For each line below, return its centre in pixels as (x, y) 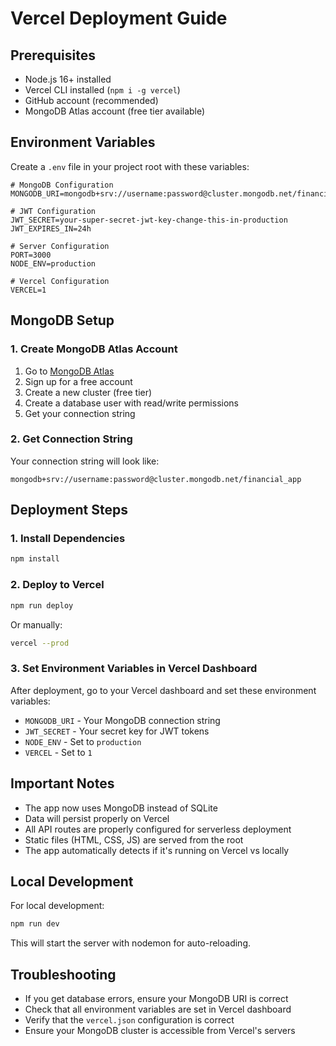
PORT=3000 (31, 255)
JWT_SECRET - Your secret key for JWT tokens (117, 731)
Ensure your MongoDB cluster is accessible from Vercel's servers (160, 1031)
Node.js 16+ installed (68, 79)
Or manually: (36, 624)
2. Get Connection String (71, 439)
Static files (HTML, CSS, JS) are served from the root (134, 839)
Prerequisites (53, 55)
